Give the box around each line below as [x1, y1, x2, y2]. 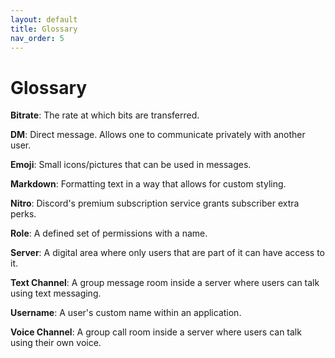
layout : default [10, 14, 78, 25]
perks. [10, 208, 37, 220]
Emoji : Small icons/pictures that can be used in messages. [10, 159, 252, 171]
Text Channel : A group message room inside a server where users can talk [10, 277, 320, 289]
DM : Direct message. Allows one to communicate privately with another [10, 129, 306, 141]
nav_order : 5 [10, 33, 65, 43]
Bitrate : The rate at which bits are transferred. [10, 109, 200, 121]
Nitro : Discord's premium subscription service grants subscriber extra [10, 197, 300, 210]
